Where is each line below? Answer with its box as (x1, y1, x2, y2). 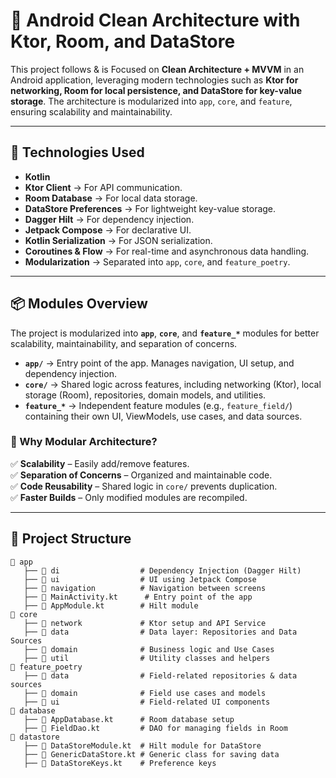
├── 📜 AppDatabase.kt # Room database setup (23, 714, 235, 724)
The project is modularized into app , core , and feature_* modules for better (10, 327, 320, 339)
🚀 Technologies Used (10, 144, 145, 161)
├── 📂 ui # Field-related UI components (23, 697, 271, 707)
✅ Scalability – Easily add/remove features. (10, 457, 190, 469)
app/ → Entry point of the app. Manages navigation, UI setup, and (24, 357, 295, 369)
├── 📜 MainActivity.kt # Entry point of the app (23, 592, 253, 602)
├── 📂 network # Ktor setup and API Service (23, 618, 267, 628)
